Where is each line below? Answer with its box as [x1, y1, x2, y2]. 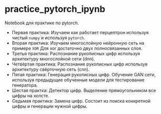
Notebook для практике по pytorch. [4, 20, 79, 26]
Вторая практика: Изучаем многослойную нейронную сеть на [11, 40, 145, 46]
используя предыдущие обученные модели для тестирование [11, 77, 145, 83]
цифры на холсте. [11, 93, 50, 99]
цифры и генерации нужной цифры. [11, 103, 88, 109]
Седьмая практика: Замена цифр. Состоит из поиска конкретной [11, 98, 151, 104]
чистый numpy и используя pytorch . [11, 35, 85, 41]
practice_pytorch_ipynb [4, 3, 105, 15]
